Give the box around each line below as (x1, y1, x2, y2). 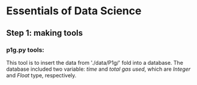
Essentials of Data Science (6, 4, 142, 18)
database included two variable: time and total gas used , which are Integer (6, 65, 191, 73)
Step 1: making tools (6, 28, 83, 38)
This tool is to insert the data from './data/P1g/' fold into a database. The (6, 59, 184, 66)
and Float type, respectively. (6, 71, 77, 78)
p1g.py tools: (6, 46, 45, 54)
